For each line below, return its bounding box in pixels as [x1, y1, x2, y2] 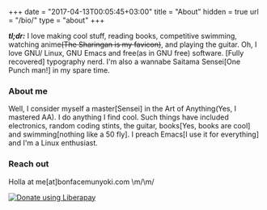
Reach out [8, 158, 49, 170]
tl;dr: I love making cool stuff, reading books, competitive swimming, [8, 31, 237, 40]
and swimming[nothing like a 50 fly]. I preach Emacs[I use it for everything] [8, 129, 260, 140]
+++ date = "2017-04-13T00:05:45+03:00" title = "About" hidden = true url [8, 7, 259, 16]
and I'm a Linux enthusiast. [8, 138, 99, 148]
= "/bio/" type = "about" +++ [8, 15, 105, 25]
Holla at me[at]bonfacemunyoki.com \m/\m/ [8, 177, 155, 187]
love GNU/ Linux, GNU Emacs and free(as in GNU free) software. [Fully [8, 48, 244, 57]
